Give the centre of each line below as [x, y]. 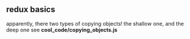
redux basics [31, 10]
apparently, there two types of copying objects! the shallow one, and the [95, 23]
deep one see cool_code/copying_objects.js [62, 30]
